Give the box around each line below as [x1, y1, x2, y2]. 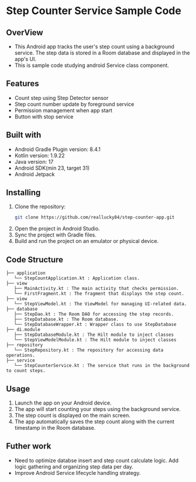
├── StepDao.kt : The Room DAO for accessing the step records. [13, 311, 174, 318]
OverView [6, 28, 43, 38]
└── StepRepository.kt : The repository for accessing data [13, 348, 164, 353]
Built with [6, 130, 42, 140]
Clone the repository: [14, 203, 66, 210]
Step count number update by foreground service [14, 100, 135, 107]
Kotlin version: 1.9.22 [14, 151, 66, 159]
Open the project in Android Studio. [14, 225, 101, 232]
